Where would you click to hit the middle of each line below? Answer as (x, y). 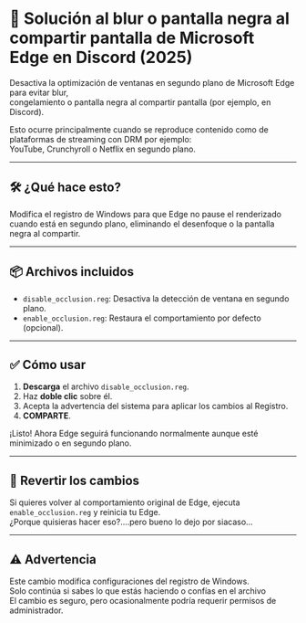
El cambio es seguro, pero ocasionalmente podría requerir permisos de (143, 601)
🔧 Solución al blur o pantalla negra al (149, 19)
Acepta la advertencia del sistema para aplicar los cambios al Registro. (155, 407)
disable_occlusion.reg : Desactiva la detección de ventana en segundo (156, 298)
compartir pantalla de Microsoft (132, 38)
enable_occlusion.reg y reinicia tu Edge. (85, 512)
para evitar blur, (39, 92)
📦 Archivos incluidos (72, 272)
